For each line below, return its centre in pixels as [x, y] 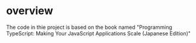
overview [30, 11]
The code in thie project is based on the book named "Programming [89, 27]
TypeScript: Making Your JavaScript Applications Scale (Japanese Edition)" [99, 33]
